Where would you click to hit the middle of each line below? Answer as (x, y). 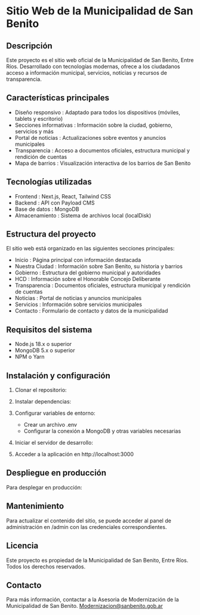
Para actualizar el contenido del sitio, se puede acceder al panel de (89, 521)
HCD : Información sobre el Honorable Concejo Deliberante (88, 279)
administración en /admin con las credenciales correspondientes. (87, 527)
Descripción (29, 46)
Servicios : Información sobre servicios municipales (78, 305)
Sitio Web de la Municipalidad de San (100, 11)
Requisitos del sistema (49, 330)
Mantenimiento (35, 506)
